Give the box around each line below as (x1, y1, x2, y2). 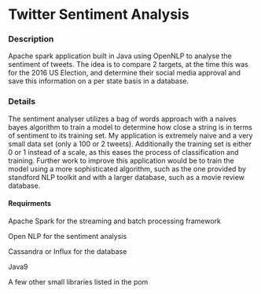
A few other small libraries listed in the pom (8, 277, 149, 286)
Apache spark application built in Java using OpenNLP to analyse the (8, 51, 232, 61)
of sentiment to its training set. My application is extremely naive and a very (8, 130, 253, 140)
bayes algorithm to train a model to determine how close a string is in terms (8, 122, 253, 131)
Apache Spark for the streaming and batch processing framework (8, 216, 222, 226)
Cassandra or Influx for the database (8, 246, 127, 256)
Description (8, 34, 54, 45)
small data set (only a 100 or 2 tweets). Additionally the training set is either (8, 139, 252, 149)
